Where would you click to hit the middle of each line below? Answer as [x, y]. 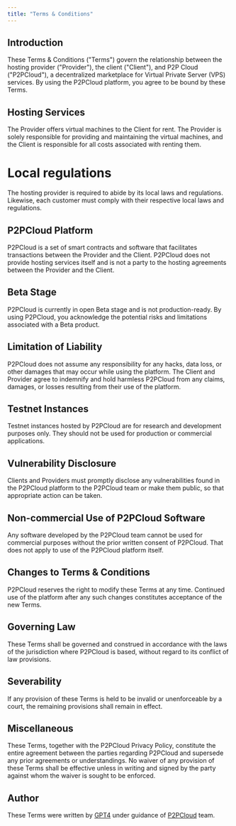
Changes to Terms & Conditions [79, 572]
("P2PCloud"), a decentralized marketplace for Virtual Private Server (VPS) [117, 75]
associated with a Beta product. [54, 325]
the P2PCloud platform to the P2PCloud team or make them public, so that [116, 488]
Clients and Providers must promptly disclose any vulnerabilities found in [114, 481]
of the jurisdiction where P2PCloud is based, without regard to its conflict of [118, 651]
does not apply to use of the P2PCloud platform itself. [86, 550]
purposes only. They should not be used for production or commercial [110, 433]
